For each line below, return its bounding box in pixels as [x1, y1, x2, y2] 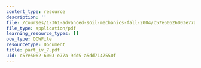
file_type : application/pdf [6, 25, 77, 31]
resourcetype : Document [6, 42, 66, 48]
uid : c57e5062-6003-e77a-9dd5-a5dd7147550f [6, 53, 117, 59]
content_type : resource [6, 8, 66, 15]
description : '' [6, 14, 47, 20]
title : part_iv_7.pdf [6, 47, 60, 53]
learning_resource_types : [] [6, 31, 79, 37]
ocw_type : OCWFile [6, 36, 52, 42]
